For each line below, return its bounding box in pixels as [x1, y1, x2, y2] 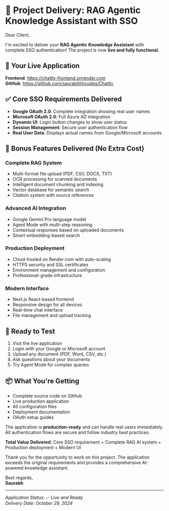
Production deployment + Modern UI [5, 444, 81, 450]
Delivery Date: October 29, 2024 [5, 500, 73, 506]
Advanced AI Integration [5, 205, 66, 212]
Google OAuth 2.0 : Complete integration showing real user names [12, 108, 150, 114]
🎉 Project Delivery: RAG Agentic [5, 5, 141, 16]
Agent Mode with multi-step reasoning [12, 222, 93, 228]
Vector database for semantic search [12, 187, 90, 193]
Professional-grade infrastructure [12, 272, 82, 278]
